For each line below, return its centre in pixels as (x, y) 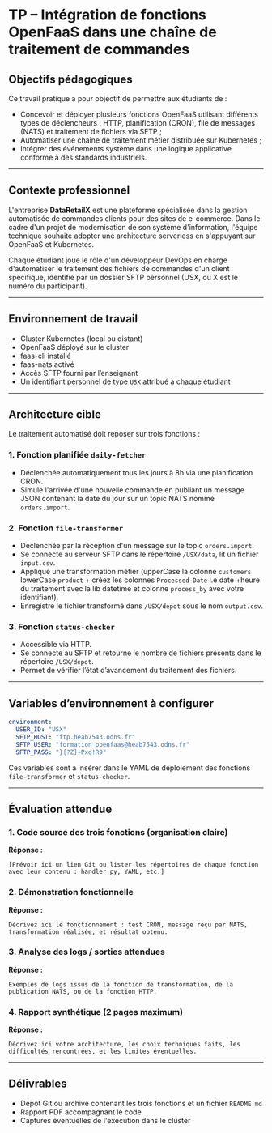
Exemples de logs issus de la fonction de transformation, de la (121, 984)
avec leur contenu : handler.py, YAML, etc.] (86, 872)
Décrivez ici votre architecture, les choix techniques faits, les (125, 1045)
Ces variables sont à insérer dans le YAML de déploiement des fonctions (130, 768)
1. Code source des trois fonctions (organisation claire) (118, 832)
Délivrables (38, 1084)
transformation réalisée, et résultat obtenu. (88, 932)
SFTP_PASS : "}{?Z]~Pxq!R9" (61, 752)
